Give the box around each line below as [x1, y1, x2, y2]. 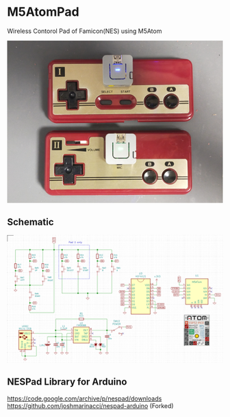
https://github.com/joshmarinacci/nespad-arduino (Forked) [7, 401, 174, 409]
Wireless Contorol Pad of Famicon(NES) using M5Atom [7, 27, 162, 35]
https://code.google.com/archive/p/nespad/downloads [7, 394, 162, 403]
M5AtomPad [7, 4, 80, 20]
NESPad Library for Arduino [7, 376, 127, 388]
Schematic [7, 216, 54, 228]
